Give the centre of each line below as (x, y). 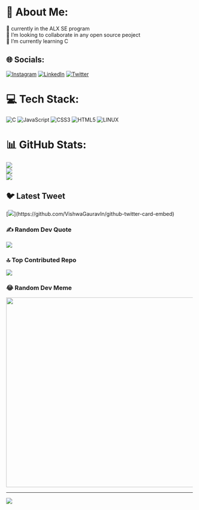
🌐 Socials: (25, 60)
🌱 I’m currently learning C (37, 41)
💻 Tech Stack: (43, 99)
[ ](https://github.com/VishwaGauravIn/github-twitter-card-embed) (90, 214)
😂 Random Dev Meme (39, 288)
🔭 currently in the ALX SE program (48, 28)
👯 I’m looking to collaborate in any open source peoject (73, 34)
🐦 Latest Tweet (36, 196)
